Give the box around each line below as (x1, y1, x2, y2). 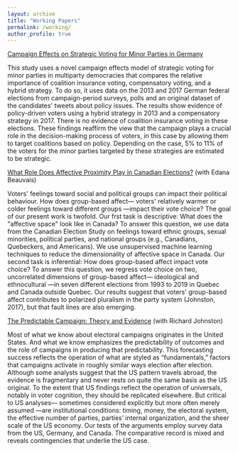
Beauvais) (7, 176, 37, 184)
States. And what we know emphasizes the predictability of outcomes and (7, 338, 225, 347)
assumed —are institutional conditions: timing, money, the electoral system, (7, 406, 229, 415)
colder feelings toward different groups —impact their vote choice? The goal (7, 204, 231, 214)
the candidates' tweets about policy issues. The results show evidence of (7, 101, 222, 110)
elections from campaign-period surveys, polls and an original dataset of (7, 94, 221, 103)
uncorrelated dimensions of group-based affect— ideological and (7, 273, 200, 281)
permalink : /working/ (7, 23, 72, 31)
